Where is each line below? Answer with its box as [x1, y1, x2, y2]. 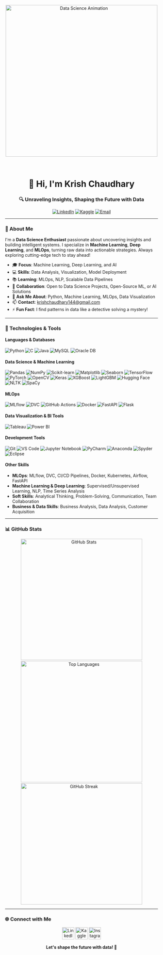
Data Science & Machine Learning [5, 359, 75, 364]
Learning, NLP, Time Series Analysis [12, 488, 85, 494]
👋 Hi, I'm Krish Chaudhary [28, 179, 135, 190]
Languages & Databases [5, 337, 55, 343]
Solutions [12, 288, 31, 294]
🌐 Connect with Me [5, 916, 52, 922]
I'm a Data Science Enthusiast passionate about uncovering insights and [5, 236, 151, 242]
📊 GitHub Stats [5, 526, 42, 532]
